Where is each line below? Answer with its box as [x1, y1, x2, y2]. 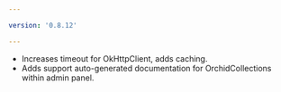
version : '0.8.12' [8, 21, 77, 29]
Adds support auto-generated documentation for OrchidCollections [21, 63, 272, 73]
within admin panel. [21, 72, 95, 83]
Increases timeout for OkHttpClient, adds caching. [21, 53, 208, 63]
